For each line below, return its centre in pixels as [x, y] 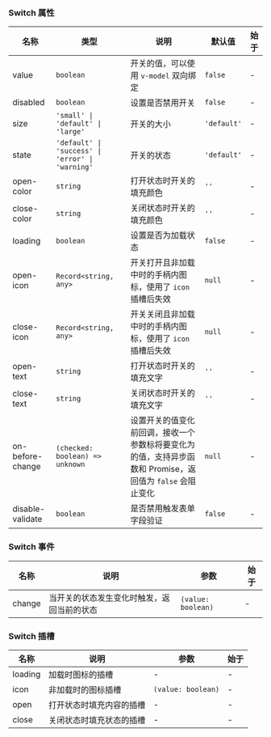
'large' [71, 132]
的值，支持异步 [159, 457]
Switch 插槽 [31, 636]
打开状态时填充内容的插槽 [97, 705]
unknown [71, 464]
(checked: [75, 448]
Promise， [168, 469]
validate [27, 519]
